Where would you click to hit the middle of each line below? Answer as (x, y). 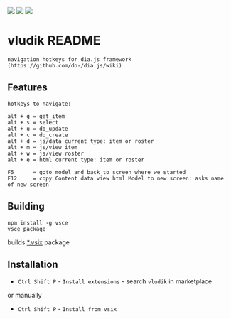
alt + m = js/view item (43, 147)
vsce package (27, 229)
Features (27, 88)
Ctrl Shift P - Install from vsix (67, 309)
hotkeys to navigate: (39, 104)
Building (26, 206)
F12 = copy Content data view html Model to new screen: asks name (116, 178)
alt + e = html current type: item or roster (76, 160)
